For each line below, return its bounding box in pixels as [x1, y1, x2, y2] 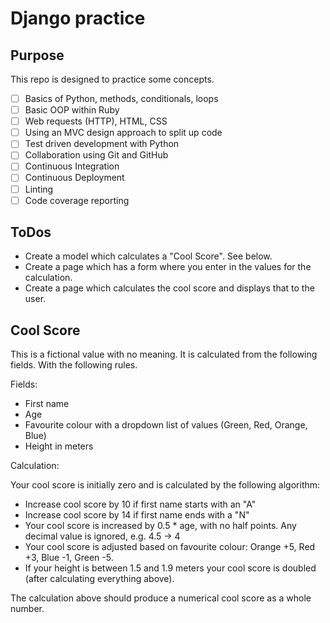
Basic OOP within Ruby [24, 104, 120, 116]
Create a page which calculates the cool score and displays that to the [24, 282, 315, 294]
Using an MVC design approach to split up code [24, 127, 223, 139]
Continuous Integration [24, 160, 120, 172]
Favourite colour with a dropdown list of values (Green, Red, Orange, [24, 419, 308, 431]
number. [10, 603, 45, 615]
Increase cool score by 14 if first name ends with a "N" [24, 509, 250, 521]
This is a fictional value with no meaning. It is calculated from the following [10, 348, 318, 361]
